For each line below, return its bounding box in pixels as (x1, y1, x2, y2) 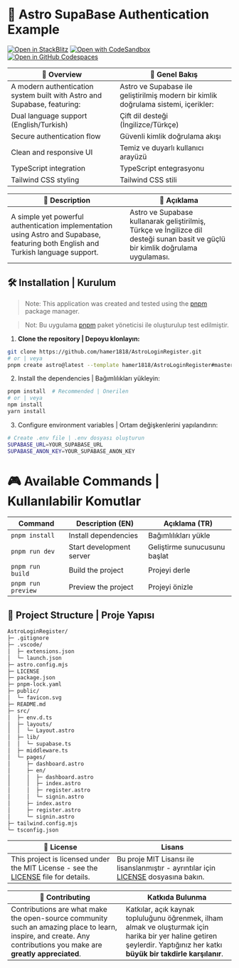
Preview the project (68, 583, 134, 592)
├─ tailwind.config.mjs (7, 819, 78, 827)
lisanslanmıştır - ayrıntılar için (116, 863, 216, 873)
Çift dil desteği (119, 110, 169, 120)
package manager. (24, 307, 80, 315)
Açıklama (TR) (163, 518, 213, 528)
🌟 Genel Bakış (149, 69, 198, 79)
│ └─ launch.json (7, 654, 62, 661)
